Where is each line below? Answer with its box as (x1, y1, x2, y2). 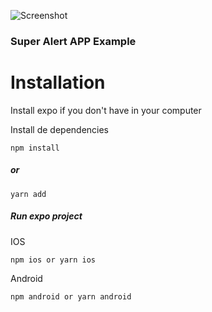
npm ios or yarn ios (10, 255, 97, 265)
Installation (10, 71, 106, 94)
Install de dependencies (10, 123, 110, 135)
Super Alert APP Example (10, 34, 137, 48)
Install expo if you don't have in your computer (10, 104, 202, 116)
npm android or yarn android (10, 291, 132, 302)
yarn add (10, 189, 47, 199)
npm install (10, 143, 60, 153)
